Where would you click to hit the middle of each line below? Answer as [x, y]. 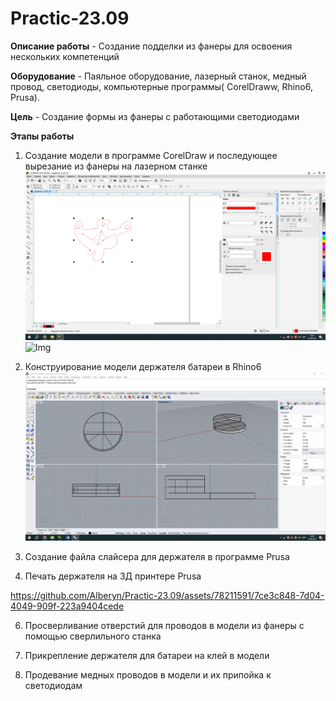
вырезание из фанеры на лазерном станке [116, 166]
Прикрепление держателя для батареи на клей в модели [147, 656]
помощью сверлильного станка [93, 636]
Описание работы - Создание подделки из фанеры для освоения [151, 46]
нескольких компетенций [65, 56]
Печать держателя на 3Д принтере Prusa [113, 576]
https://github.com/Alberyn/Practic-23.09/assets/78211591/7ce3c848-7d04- [167, 596]
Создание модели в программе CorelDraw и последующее [151, 155]
